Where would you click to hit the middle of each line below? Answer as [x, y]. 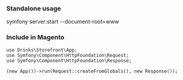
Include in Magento [36, 38]
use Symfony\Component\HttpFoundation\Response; [69, 61]
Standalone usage [34, 8]
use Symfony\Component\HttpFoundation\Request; [68, 55]
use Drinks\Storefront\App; [42, 50]
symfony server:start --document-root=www [63, 22]
